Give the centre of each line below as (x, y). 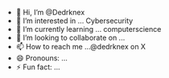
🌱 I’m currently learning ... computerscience (89, 29)
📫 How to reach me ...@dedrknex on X (81, 47)
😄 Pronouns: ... (42, 58)
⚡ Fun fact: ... (38, 67)
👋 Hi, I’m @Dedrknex (50, 12)
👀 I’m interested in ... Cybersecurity (74, 21)
